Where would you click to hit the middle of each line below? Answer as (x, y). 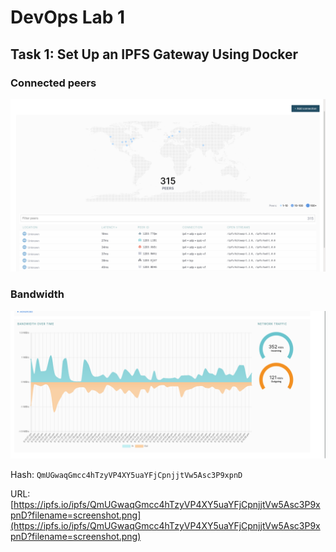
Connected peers (53, 83)
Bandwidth (37, 294)
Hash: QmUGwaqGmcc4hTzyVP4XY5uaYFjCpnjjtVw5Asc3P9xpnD (126, 475)
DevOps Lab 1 (68, 17)
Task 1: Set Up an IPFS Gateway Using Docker (154, 54)
